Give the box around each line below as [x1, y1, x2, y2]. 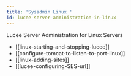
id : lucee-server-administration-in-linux [6, 15, 116, 21]
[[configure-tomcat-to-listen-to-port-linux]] [15, 49, 125, 57]
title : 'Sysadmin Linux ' [6, 9, 72, 15]
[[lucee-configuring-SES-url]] [15, 62, 91, 70]
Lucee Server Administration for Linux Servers [6, 31, 124, 38]
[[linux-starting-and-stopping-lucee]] [15, 43, 110, 50]
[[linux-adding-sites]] [15, 56, 69, 63]
